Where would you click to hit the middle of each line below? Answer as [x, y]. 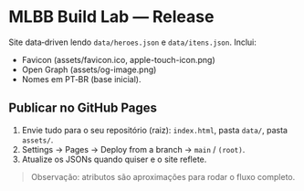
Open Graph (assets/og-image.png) [89, 69]
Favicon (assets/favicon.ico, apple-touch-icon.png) [118, 59]
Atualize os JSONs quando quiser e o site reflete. [114, 159]
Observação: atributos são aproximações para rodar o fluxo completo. [163, 176]
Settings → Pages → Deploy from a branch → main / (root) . [133, 149]
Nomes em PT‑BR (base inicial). [81, 79]
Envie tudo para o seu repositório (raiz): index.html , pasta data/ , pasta [155, 130]
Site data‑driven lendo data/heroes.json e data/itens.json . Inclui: [133, 42]
